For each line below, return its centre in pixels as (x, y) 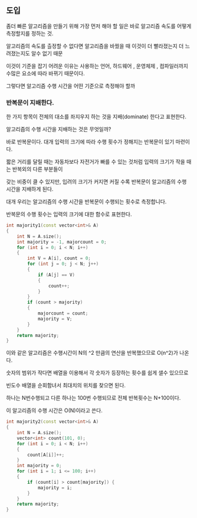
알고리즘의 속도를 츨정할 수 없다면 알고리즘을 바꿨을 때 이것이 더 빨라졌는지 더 (95, 46)
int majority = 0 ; (39, 466)
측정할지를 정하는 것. (30, 33)
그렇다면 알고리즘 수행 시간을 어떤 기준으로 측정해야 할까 (71, 86)
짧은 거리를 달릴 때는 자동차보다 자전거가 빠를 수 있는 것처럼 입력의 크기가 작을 (96, 162)
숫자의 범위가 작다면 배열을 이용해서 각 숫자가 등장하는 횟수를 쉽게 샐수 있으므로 (97, 373)
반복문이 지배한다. (30, 102)
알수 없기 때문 (47, 53)
